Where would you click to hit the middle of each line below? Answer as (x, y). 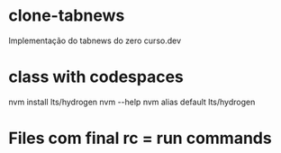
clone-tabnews (67, 16)
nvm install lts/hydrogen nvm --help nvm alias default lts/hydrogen (132, 102)
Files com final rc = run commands (140, 138)
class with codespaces (96, 77)
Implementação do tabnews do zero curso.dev (95, 40)
